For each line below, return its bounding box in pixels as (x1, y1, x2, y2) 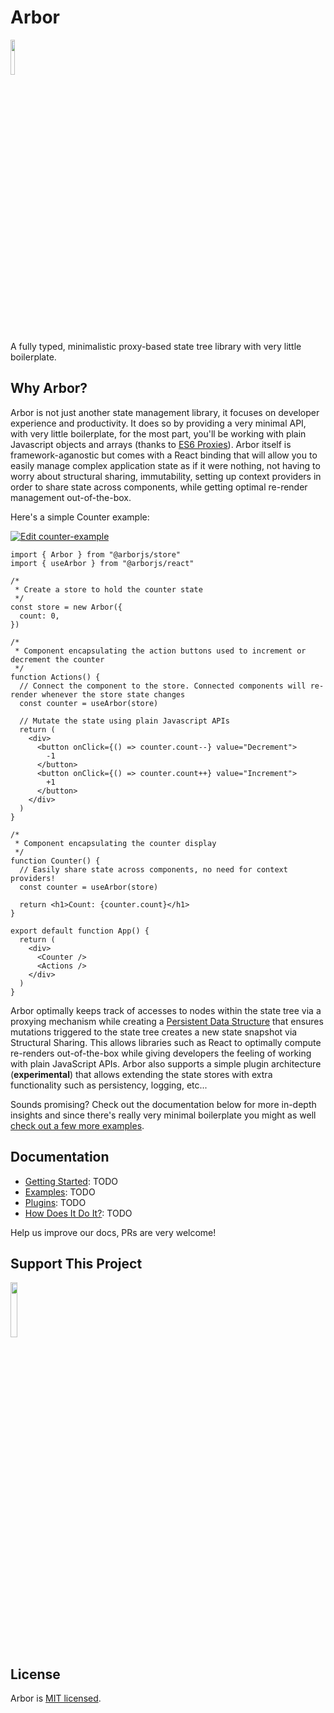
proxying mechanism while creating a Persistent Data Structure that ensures (10, 1015, 324, 1027)
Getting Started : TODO (24, 1175, 119, 1187)
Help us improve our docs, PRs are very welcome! (10, 1226, 217, 1238)
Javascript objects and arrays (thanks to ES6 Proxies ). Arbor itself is (10, 438, 292, 450)
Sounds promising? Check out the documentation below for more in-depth (10, 1098, 317, 1110)
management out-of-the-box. (10, 491, 132, 503)
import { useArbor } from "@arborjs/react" (10, 558, 195, 568)
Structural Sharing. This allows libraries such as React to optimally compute (10, 1036, 322, 1048)
